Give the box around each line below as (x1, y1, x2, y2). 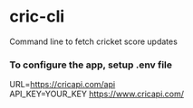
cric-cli (9, 6, 65, 27)
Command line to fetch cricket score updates (9, 36, 179, 47)
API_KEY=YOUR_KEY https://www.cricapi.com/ (9, 88, 184, 100)
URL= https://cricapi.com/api (9, 79, 116, 90)
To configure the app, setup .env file (9, 58, 172, 71)
